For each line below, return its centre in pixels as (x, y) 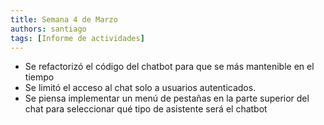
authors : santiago (48, 29)
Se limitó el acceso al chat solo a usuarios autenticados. (140, 88)
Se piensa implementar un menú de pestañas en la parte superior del (167, 98)
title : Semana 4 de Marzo (64, 19)
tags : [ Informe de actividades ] (77, 38)
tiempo (39, 77)
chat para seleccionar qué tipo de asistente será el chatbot (146, 109)
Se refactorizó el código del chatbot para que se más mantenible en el (169, 67)
